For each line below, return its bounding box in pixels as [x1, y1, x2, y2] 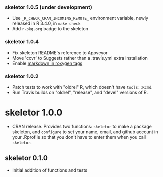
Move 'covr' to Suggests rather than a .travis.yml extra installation [12, 55, 148, 61]
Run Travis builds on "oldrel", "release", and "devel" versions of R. [12, 89, 148, 95]
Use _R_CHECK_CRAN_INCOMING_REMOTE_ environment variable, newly [12, 15, 149, 21]
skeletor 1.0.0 [5, 107, 63, 118]
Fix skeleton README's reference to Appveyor [12, 49, 108, 56]
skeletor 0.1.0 [5, 154, 48, 162]
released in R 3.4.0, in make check [12, 20, 81, 26]
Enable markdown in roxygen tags [12, 60, 83, 66]
